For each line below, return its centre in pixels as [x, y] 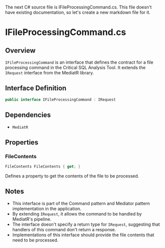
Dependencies [28, 115]
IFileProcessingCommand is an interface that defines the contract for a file [79, 62]
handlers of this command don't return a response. [64, 229]
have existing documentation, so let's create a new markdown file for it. [78, 12]
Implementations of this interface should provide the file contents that [83, 235]
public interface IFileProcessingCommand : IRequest [61, 100]
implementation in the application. [47, 209]
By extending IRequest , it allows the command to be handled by [77, 213]
